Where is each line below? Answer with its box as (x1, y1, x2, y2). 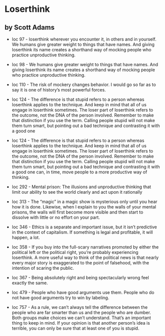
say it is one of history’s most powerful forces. (11, 87, 106, 92)
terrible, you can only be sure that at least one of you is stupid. (11, 325, 139, 331)
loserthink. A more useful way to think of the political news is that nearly (11, 254, 159, 260)
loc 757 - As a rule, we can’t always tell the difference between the (11, 304, 148, 310)
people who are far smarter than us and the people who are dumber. (11, 310, 151, 315)
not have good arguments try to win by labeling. (11, 295, 110, 300)
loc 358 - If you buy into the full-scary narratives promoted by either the (11, 244, 159, 250)
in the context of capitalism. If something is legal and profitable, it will (11, 229, 153, 235)
